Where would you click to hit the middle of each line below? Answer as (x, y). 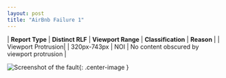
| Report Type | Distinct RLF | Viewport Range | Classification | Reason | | (113, 39)
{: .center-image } (104, 67)
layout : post (26, 13)
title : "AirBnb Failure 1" (46, 20)
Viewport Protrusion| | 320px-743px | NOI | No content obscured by (103, 47)
